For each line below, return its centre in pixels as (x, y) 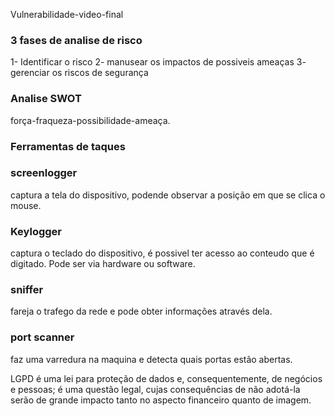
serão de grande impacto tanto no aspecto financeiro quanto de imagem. (161, 400)
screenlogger (44, 173)
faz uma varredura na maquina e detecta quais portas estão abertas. (151, 359)
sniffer (27, 290)
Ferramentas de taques (68, 146)
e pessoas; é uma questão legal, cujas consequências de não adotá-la (155, 389)
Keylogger (36, 231)
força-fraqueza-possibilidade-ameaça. (90, 120)
